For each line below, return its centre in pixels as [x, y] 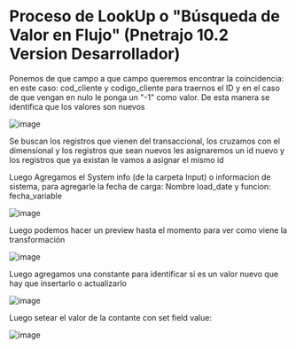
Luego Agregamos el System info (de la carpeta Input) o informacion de [140, 177]
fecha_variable [35, 196]
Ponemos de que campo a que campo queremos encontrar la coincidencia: [147, 78]
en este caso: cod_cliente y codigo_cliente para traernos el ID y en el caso [145, 88]
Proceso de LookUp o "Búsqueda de [145, 16]
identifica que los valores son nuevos [77, 106]
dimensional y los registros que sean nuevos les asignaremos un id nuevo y [147, 150]
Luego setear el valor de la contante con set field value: [111, 317]
